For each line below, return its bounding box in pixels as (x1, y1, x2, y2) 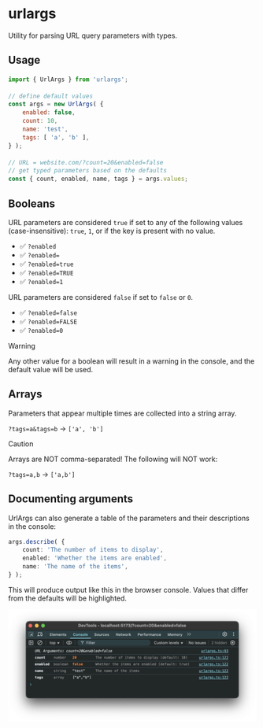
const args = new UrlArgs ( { (8, 100, 104, 109)
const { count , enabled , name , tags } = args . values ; (8, 175, 189, 183)
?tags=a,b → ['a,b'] (8, 469, 76, 479)
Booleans (8, 197, 56, 210)
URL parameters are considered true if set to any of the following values (8, 217, 243, 227)
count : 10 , (22, 117, 58, 125)
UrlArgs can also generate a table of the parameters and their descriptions (8, 513, 250, 523)
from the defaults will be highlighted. (8, 593, 128, 603)
